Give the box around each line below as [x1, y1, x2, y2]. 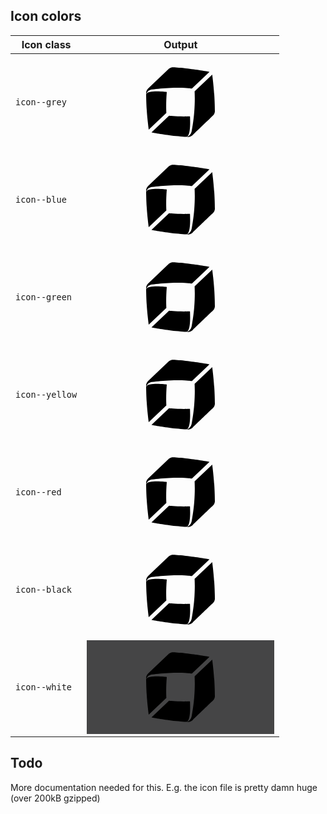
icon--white [15, 681, 73, 693]
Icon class [21, 37, 72, 51]
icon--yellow [15, 389, 78, 400]
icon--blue [15, 194, 67, 205]
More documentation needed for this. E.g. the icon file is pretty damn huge [10, 781, 318, 793]
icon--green [15, 291, 73, 303]
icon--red [15, 486, 62, 498]
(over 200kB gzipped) [10, 792, 101, 804]
